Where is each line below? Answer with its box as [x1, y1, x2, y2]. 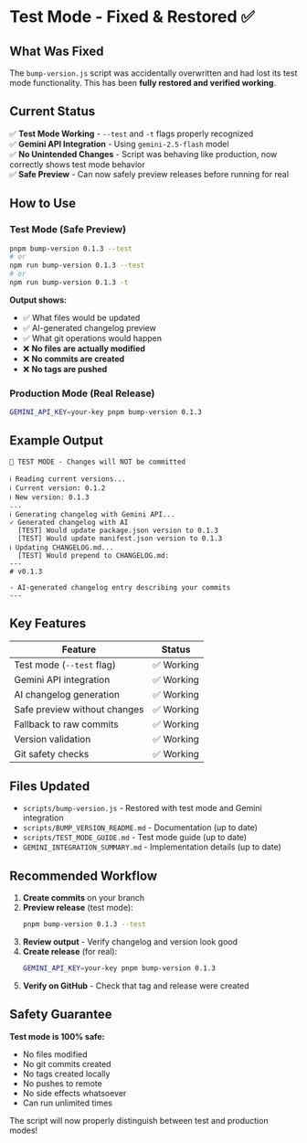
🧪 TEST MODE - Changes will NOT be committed [9, 457, 185, 466]
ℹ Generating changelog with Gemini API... [9, 509, 175, 518]
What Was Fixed [9, 43, 104, 59]
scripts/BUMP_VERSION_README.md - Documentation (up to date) [22, 822, 259, 833]
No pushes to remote [22, 1077, 102, 1089]
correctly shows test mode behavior [9, 158, 145, 170]
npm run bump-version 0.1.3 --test [9, 261, 145, 271]
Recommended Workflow [9, 868, 158, 883]
